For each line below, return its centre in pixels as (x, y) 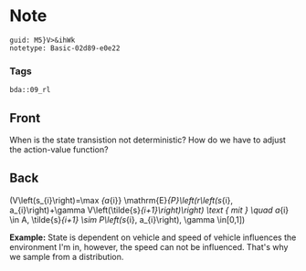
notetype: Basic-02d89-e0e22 (65, 48)
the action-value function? (59, 150)
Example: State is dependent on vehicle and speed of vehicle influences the (153, 237)
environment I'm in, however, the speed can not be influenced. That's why (149, 246)
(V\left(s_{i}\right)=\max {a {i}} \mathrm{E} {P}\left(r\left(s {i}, (121, 200)
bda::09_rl (30, 90)
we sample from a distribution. (67, 256)
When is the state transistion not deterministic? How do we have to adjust (148, 140)
